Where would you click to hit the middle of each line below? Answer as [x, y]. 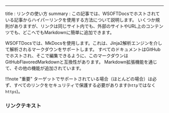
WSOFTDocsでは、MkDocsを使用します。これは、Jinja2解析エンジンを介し [84, 43]
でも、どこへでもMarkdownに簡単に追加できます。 [62, 32]
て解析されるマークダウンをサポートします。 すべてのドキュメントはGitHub [83, 49]
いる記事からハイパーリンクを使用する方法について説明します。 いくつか [80, 20]
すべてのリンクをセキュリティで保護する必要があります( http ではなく [85, 85]
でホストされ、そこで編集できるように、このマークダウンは [67, 55]
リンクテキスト [23, 105]
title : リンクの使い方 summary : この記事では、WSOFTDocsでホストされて [82, 14]
